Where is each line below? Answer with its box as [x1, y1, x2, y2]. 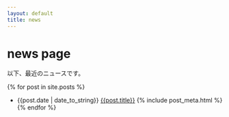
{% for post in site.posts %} [7, 83, 85, 91]
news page [7, 46, 71, 62]
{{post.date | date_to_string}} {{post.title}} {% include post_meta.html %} [16, 96, 223, 105]
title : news [7, 16, 41, 23]
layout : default [7, 10, 53, 17]
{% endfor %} [16, 103, 57, 112]
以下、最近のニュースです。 [7, 69, 84, 77]
